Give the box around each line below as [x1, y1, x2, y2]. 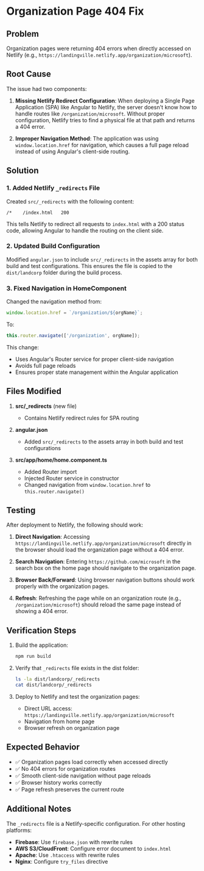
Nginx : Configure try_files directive [15, 858, 108, 865]
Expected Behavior [6, 742, 80, 753]
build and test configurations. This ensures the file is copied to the [6, 262, 172, 269]
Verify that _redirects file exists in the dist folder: [15, 665, 139, 672]
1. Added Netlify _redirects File [6, 184, 100, 192]
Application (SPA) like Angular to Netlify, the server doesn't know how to [15, 103, 197, 111]
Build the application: [15, 641, 68, 649]
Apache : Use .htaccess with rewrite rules [15, 851, 120, 859]
